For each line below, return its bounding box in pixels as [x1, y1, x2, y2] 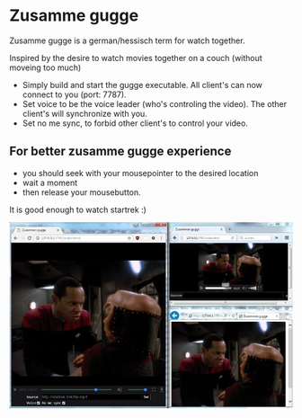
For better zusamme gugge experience [9, 144, 232, 159]
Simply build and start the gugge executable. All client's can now [22, 79, 263, 90]
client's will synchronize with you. [22, 108, 148, 119]
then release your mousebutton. [22, 186, 141, 198]
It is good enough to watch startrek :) [9, 204, 147, 215]
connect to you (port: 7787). [22, 89, 128, 100]
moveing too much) [9, 62, 82, 73]
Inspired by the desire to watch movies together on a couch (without [9, 52, 262, 63]
